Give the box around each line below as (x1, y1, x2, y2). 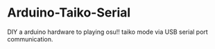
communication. (7, 35, 53, 43)
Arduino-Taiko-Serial (7, 5, 131, 21)
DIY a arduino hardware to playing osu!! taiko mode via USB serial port (7, 28, 208, 36)
